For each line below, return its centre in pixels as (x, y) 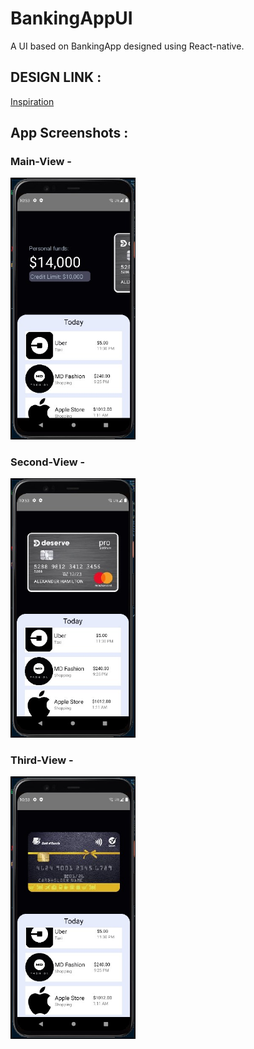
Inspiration (32, 101)
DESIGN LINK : (56, 77)
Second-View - (48, 462)
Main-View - (41, 162)
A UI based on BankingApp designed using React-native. (127, 46)
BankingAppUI (71, 18)
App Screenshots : (69, 133)
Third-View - (42, 760)
